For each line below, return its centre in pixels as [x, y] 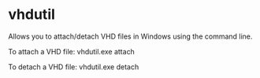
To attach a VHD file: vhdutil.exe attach [72, 51]
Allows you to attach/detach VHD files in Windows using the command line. [130, 36]
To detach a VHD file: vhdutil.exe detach [74, 67]
